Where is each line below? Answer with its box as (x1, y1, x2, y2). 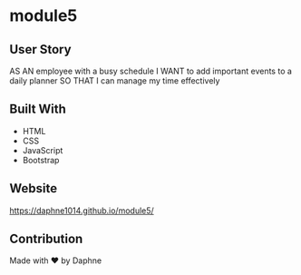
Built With (9, 102, 66, 117)
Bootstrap (22, 154, 60, 165)
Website (9, 181, 57, 196)
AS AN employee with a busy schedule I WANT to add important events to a (9, 65, 293, 76)
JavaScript (22, 144, 63, 155)
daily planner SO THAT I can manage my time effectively (9, 75, 220, 86)
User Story (9, 42, 72, 57)
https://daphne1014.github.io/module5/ (9, 205, 154, 216)
